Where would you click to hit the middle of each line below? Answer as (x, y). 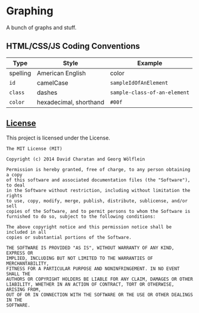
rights (14, 196)
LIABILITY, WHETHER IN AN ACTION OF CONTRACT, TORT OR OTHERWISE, (90, 284)
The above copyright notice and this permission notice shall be (89, 227)
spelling (20, 73)
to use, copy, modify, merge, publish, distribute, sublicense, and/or (97, 201)
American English (61, 73)
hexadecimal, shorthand (70, 102)
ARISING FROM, (24, 289)
